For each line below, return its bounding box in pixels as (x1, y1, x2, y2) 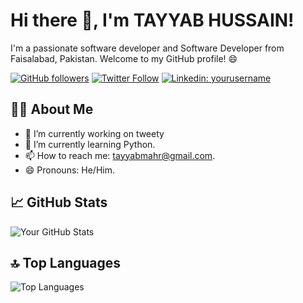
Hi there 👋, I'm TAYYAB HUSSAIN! (10, 9, 295, 32)
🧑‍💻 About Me (10, 101, 94, 118)
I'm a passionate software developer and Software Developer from (10, 42, 285, 54)
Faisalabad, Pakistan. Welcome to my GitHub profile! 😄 (10, 52, 238, 64)
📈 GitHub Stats (10, 194, 108, 211)
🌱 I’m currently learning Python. (24, 138, 156, 150)
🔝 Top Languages (10, 254, 122, 271)
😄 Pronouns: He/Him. (24, 164, 115, 176)
